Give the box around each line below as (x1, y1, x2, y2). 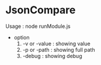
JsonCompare (5, 3, 76, 17)
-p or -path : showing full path (22, 46, 95, 53)
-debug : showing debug (22, 52, 82, 59)
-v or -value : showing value (22, 40, 91, 47)
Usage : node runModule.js (5, 23, 71, 30)
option (13, 34, 30, 41)
